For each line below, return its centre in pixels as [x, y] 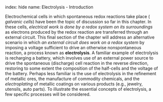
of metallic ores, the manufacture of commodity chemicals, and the [72, 79]
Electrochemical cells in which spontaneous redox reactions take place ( [77, 16]
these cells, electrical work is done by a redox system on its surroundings [79, 27]
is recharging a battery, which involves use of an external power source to [79, 58]
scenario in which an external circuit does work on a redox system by [75, 42]
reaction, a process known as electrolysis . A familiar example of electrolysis [82, 53]
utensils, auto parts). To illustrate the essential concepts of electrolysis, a [78, 89]
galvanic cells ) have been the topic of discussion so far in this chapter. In [78, 22]
